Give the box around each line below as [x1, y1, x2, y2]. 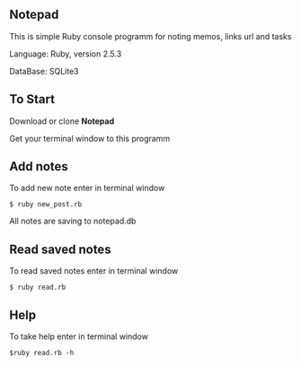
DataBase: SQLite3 [9, 65, 79, 76]
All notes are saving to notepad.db [9, 215, 137, 227]
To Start [9, 91, 56, 107]
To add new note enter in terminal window [9, 183, 165, 194]
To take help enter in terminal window [9, 331, 148, 342]
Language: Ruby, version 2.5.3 [9, 48, 122, 59]
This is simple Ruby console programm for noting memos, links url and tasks [9, 30, 292, 41]
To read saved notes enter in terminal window [9, 266, 179, 276]
